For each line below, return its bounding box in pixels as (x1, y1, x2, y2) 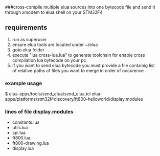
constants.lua (12, 119, 40, 125)
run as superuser (12, 36, 47, 42)
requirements (5, 23, 47, 32)
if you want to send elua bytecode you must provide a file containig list (12, 62, 155, 68)
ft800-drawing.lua (12, 140, 49, 146)
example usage (5, 80, 43, 87)
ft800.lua (12, 135, 31, 141)
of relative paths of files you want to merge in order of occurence (12, 67, 144, 73)
